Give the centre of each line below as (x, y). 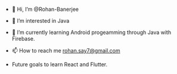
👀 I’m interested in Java (41, 21)
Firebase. (23, 38)
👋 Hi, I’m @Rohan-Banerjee (45, 9)
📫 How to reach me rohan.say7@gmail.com (66, 50)
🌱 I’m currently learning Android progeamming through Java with (91, 32)
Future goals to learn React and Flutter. (60, 64)
